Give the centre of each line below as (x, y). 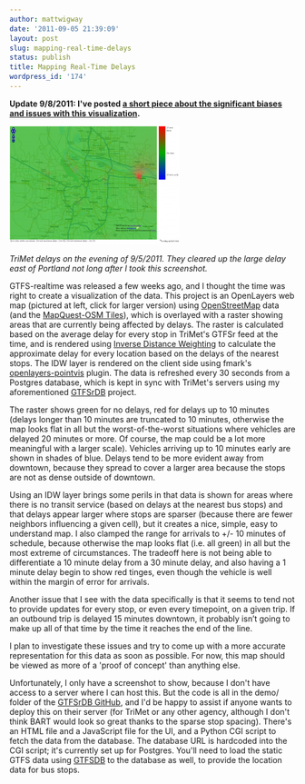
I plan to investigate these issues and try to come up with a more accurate (148, 646)
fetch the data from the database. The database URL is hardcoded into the (148, 740)
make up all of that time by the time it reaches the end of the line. (131, 628)
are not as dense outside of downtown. (83, 477)
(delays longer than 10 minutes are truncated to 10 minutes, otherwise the (147, 419)
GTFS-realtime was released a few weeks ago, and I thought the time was (148, 285)
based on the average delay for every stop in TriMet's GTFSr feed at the (144, 334)
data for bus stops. (44, 769)
